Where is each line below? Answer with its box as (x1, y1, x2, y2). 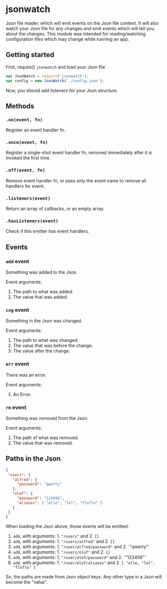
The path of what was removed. (13, 435, 79, 441)
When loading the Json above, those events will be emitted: (6, 523, 129, 529)
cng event (6, 306, 29, 313)
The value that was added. (13, 294, 68, 300)
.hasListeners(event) (6, 218, 59, 224)
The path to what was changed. (13, 337, 79, 343)
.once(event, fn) (6, 139, 48, 145)
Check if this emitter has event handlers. (6, 228, 89, 234)
